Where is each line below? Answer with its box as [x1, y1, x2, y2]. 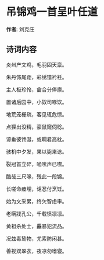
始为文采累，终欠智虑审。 [6, 197, 67, 204]
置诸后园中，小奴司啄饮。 [6, 98, 67, 105]
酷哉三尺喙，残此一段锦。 [6, 173, 67, 180]
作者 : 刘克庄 [6, 26, 35, 33]
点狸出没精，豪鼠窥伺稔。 [6, 123, 67, 130]
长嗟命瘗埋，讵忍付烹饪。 [6, 185, 67, 192]
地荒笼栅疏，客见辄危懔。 [6, 110, 67, 117]
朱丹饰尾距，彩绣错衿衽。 [6, 74, 67, 81]
